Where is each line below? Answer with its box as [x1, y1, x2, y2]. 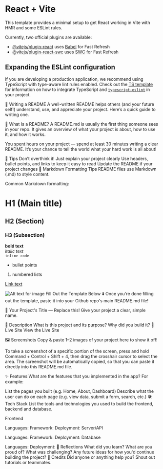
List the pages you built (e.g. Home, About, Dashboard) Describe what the [5, 388, 154, 394]
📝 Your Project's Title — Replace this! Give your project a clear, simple [5, 307, 146, 313]
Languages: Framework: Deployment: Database [5, 434, 101, 440]
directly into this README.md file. [5, 363, 73, 370]
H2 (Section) [5, 217, 44, 225]
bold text [5, 243, 23, 249]
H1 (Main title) [5, 198, 62, 209]
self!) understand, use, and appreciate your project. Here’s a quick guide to [5, 106, 156, 112]
